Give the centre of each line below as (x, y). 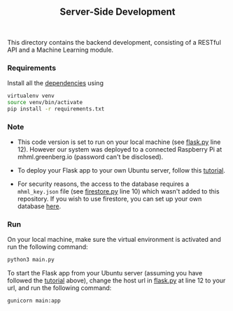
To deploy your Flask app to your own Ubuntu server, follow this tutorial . (121, 171)
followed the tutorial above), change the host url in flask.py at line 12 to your (116, 281)
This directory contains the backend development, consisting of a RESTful (114, 42)
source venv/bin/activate (45, 102)
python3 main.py (31, 260)
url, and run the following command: (59, 288)
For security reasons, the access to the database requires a (103, 184)
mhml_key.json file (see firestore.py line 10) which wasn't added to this (118, 191)
